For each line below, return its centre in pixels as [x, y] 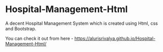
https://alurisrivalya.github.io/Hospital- [115, 38]
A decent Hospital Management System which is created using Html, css [81, 23]
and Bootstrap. [21, 28]
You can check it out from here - [39, 38]
